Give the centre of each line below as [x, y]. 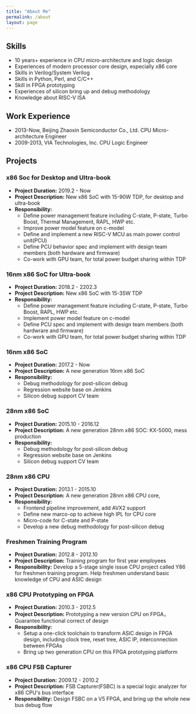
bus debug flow [33, 705]
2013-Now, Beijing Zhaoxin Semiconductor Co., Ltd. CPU [83, 130]
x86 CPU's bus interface [44, 692]
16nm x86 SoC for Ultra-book [48, 274]
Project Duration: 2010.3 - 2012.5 [55, 607]
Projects [22, 161]
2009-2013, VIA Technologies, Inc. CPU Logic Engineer [81, 142]
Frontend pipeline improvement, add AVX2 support [85, 508]
